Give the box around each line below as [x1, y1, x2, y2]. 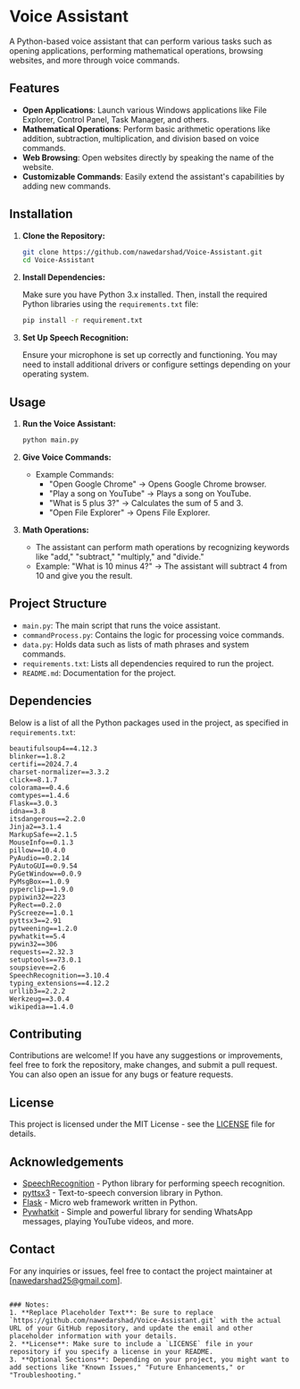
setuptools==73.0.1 [9, 955, 82, 964]
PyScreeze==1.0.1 [9, 908, 74, 918]
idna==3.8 [9, 807, 46, 816]
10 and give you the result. [35, 570, 133, 580]
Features [9, 80, 60, 96]
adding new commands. [21, 181, 112, 191]
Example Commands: [35, 469, 114, 479]
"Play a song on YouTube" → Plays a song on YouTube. [48, 487, 252, 498]
